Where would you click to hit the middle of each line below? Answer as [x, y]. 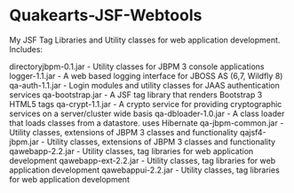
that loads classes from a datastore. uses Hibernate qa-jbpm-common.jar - [147, 123]
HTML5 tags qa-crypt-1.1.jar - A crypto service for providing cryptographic [146, 104]
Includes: [26, 49]
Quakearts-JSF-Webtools [106, 15]
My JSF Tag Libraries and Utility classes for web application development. [145, 40]
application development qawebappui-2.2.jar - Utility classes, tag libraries [144, 170]
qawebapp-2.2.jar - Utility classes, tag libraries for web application [131, 151]
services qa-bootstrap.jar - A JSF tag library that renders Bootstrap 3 [136, 95]
